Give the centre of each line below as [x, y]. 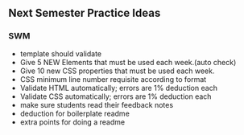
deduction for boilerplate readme [75, 113]
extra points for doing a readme [72, 122]
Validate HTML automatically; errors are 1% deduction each [118, 88]
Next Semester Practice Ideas [85, 13]
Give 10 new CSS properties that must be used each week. [117, 71]
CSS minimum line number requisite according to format [113, 79]
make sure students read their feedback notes [97, 104]
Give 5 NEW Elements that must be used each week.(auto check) [128, 62]
